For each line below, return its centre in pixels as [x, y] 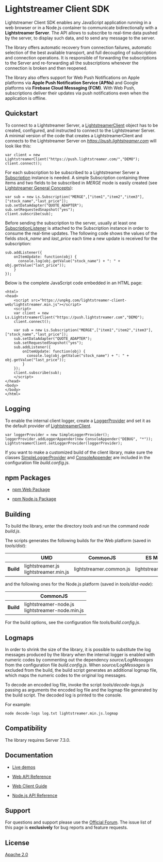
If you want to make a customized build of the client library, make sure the [79, 452]
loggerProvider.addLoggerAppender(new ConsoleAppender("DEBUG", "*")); [79, 439]
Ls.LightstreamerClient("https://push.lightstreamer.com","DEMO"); [75, 317]
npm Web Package [31, 490]
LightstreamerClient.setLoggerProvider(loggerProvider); [64, 443]
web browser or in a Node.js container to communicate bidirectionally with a [81, 27]
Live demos [24, 767]
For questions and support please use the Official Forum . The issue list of [78, 822]
